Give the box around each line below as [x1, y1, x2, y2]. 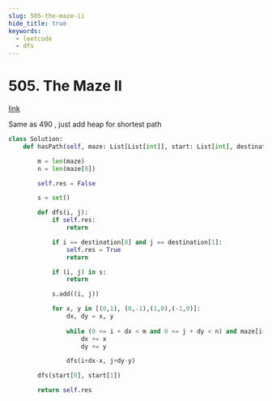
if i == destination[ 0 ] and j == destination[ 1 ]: [51, 238, 223, 246]
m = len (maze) [37, 157, 85, 165]
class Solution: [8, 135, 63, 143]
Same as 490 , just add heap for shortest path [8, 119, 162, 130]
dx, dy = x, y [66, 313, 114, 321]
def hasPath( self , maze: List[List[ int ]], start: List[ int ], [23, 143, 233, 151]
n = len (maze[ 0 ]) [37, 164, 96, 173]
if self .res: [51, 216, 96, 224]
